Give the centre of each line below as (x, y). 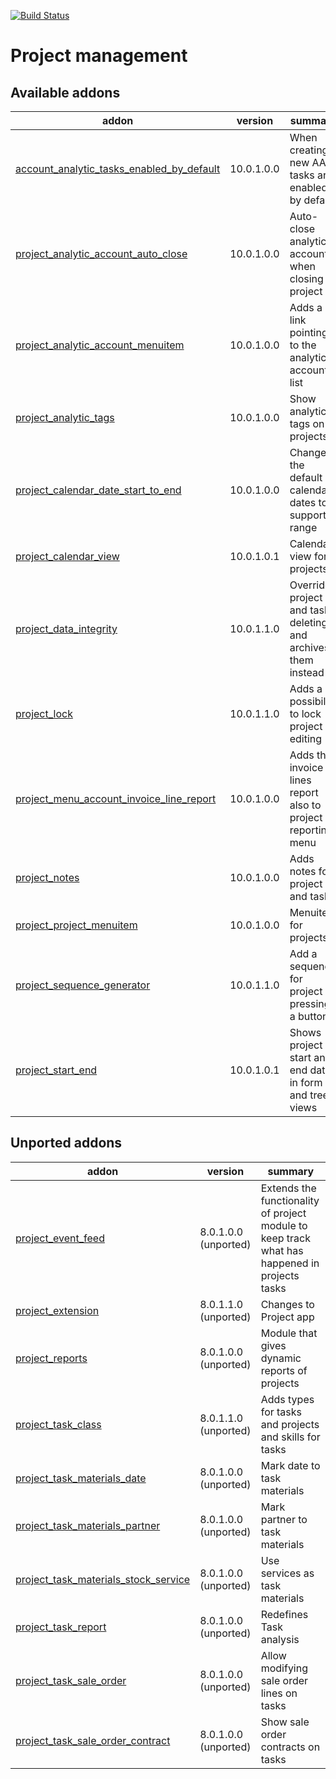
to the (303, 345)
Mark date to (290, 1465)
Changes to (287, 1304)
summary (291, 1171)
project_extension (57, 1310)
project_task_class (58, 1424)
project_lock (44, 713)
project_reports (51, 1358)
